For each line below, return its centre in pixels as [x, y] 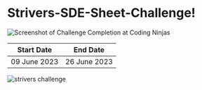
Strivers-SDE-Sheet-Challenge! [102, 13]
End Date [89, 49]
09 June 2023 [35, 61]
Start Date [35, 49]
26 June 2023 [89, 61]
